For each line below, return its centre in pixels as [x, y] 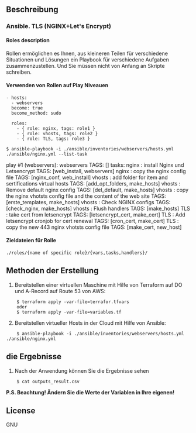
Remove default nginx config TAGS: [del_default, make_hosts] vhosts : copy [97, 190]
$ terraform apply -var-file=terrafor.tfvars [73, 302]
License [21, 410]
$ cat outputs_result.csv [48, 382]
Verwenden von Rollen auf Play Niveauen [57, 85]
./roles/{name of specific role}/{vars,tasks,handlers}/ [77, 253]
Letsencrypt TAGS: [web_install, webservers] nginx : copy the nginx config [96, 171]
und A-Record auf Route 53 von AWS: [60, 291]
